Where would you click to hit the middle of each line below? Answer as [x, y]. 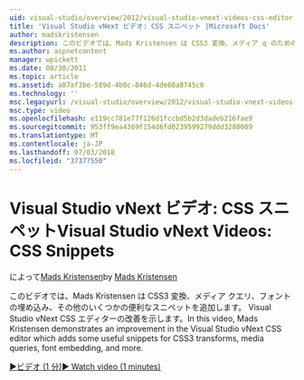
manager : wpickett [44, 60]
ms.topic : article [44, 77]
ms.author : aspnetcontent [58, 52]
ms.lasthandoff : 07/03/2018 [62, 152]
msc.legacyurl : [38, 102]
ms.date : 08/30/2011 [48, 69]
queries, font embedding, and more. [76, 348]
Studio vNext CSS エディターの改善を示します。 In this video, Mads [134, 318]
